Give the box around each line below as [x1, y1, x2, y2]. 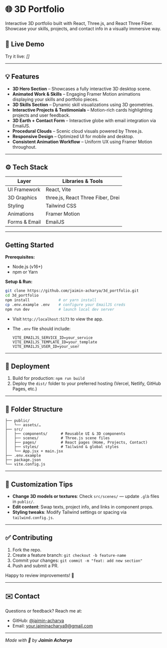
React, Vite [45, 186, 71, 193]
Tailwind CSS [45, 202, 77, 209]
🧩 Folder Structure [5, 405, 63, 413]
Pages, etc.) [12, 386, 37, 392]
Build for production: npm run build [12, 375, 85, 381]
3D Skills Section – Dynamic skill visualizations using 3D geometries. [12, 101, 154, 108]
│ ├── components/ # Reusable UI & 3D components [5, 431, 126, 437]
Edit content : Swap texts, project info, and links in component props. [12, 504, 154, 509]
